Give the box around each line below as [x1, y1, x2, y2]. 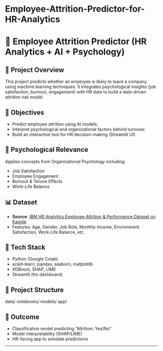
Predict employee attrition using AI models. [12, 121, 98, 127]
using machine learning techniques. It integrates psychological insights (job [5, 84, 156, 90]
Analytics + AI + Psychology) [5, 46, 125, 57]
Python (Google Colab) [12, 256, 58, 262]
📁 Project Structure [5, 286, 64, 294]
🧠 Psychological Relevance [5, 146, 89, 154]
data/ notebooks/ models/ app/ [5, 298, 67, 305]
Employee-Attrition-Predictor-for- [5, 3, 145, 15]
